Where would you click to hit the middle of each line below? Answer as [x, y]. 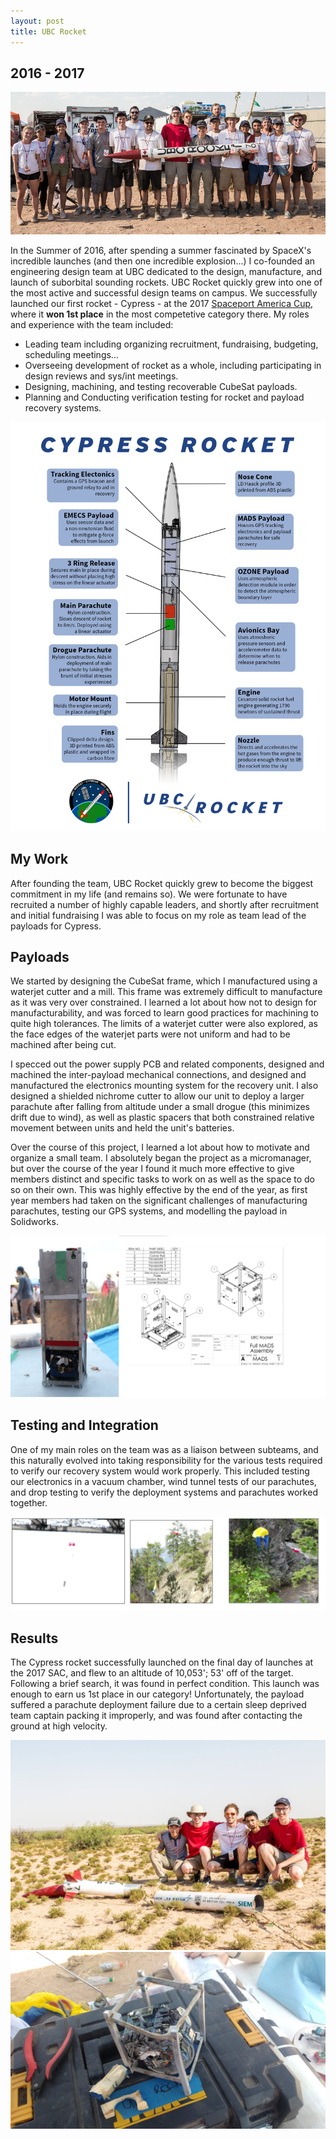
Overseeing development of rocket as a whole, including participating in [173, 365]
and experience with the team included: [92, 324]
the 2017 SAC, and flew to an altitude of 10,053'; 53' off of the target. [152, 1673]
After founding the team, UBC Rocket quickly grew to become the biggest [162, 883]
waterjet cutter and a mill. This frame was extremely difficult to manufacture [166, 992]
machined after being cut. [63, 1045]
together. [29, 1502]
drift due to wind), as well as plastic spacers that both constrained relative [162, 1117]
